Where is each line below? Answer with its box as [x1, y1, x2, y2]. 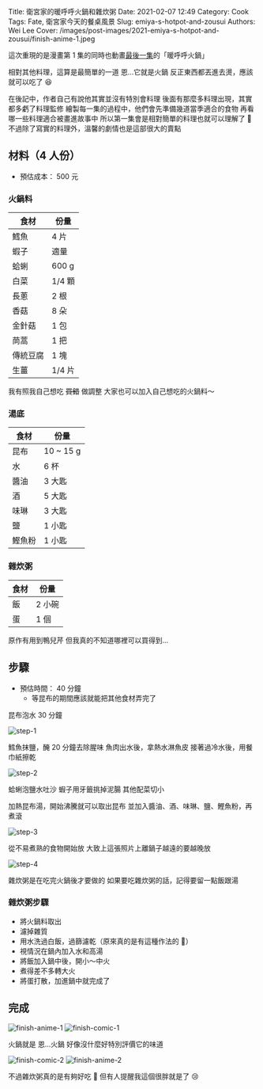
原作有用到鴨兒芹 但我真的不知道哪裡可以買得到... [8, 635, 169, 645]
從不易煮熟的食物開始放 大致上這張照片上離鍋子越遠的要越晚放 [8, 843, 211, 853]
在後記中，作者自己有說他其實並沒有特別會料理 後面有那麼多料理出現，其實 [8, 94, 253, 103]
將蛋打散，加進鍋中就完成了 [19, 976, 111, 985]
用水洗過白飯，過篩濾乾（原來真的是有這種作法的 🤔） [19, 936, 193, 946]
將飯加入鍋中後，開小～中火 [19, 956, 111, 965]
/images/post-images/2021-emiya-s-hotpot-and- [59, 26, 220, 35]
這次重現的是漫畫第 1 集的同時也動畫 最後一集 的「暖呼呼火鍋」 [8, 51, 209, 59]
